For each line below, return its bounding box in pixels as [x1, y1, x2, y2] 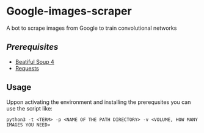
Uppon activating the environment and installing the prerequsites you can [6, 98, 191, 106]
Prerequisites [6, 42, 59, 52]
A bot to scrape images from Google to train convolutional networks [6, 24, 177, 32]
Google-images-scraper [6, 4, 133, 18]
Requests [15, 64, 39, 72]
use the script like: [6, 104, 53, 112]
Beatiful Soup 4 [15, 58, 55, 65]
